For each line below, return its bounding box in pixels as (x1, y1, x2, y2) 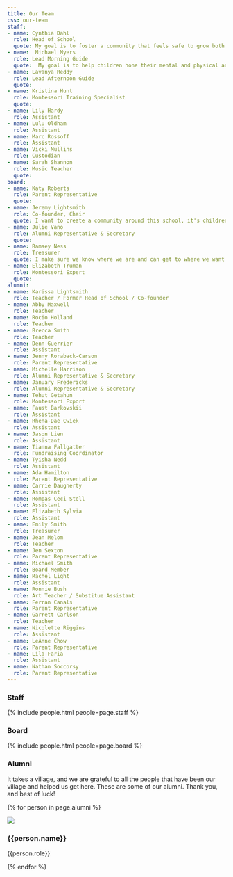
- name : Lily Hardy (7, 107, 64, 114)
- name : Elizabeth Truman (7, 262, 82, 269)
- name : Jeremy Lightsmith (7, 204, 85, 211)
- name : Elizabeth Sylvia (7, 508, 82, 515)
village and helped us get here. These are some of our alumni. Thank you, (7, 782, 218, 790)
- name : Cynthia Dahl (7, 29, 70, 37)
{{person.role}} (7, 849, 51, 858)
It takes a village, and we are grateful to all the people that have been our (7, 775, 216, 783)
